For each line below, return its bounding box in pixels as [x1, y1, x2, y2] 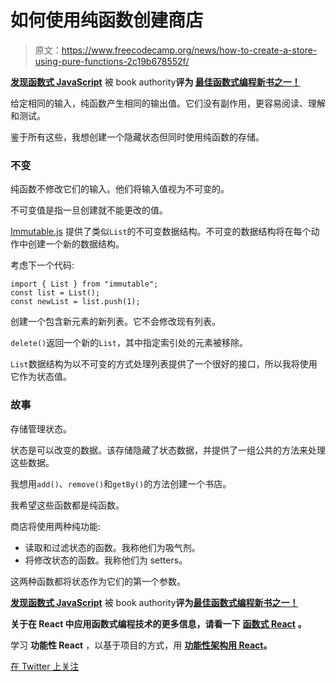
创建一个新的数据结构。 [27, 238, 125, 250]
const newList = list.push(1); [10, 297, 141, 307]
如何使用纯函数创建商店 [10, 9, 204, 32]
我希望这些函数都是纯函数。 [10, 499, 125, 511]
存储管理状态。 [10, 422, 72, 435]
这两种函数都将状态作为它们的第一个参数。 [10, 575, 186, 587]
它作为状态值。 [10, 371, 72, 383]
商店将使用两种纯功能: [10, 520, 102, 532]
